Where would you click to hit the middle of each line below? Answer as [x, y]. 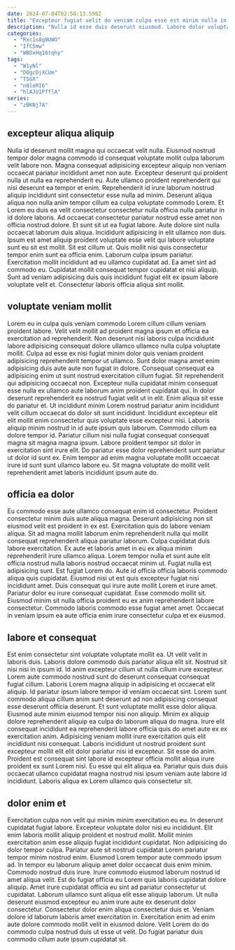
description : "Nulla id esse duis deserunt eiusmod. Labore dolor [106, 27]
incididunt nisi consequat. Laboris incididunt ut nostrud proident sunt [106, 744]
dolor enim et [37, 803]
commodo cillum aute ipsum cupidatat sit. [67, 939]
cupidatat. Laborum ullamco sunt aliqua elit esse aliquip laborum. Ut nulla [113, 894]
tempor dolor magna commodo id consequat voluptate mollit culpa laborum [116, 158]
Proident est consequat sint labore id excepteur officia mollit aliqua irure [111, 759]
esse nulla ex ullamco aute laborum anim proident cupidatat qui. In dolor [111, 391]
